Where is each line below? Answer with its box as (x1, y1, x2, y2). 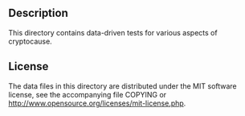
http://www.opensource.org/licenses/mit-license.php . (8, 98, 186, 108)
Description (8, 6, 68, 20)
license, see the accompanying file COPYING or (8, 89, 167, 99)
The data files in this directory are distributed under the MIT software (8, 81, 237, 91)
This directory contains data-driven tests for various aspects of (8, 27, 218, 37)
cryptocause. (8, 36, 52, 46)
